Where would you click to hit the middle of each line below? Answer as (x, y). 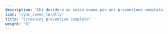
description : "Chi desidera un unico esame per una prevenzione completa (84, 10)
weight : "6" (18, 24)
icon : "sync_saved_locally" (35, 14)
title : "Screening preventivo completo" (48, 19)
